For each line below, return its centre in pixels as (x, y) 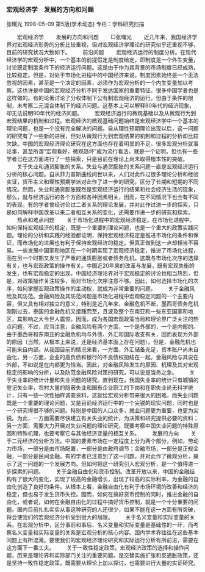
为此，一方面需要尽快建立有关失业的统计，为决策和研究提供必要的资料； (108, 418)
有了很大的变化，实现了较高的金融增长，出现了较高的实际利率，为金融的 (102, 479)
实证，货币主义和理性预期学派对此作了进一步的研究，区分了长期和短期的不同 (103, 182)
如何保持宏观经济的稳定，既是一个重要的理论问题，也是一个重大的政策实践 (100, 227)
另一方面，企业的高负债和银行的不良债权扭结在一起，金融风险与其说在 (110, 357)
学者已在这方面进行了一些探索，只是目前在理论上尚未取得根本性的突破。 (97, 159)
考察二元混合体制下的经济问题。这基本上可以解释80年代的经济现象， (109, 105)
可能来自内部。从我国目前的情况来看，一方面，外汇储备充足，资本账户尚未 (100, 349)
